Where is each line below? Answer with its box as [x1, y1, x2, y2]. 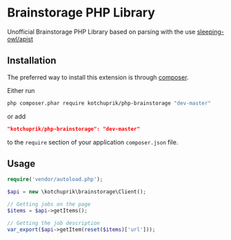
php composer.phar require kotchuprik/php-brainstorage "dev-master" [7, 100, 212, 107]
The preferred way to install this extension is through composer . [7, 73, 189, 81]
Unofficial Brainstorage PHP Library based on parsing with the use [7, 28, 196, 36]
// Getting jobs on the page [7, 201, 91, 208]
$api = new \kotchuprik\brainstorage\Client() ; [7, 188, 147, 195]
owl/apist [7, 34, 33, 43]
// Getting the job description [7, 219, 100, 226]
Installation [7, 55, 57, 67]
